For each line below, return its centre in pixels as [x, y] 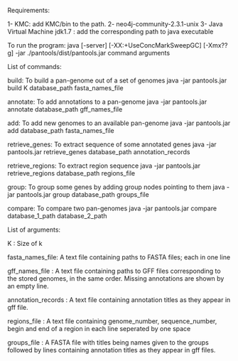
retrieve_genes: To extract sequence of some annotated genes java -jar [112, 144]
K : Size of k [25, 243]
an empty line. [28, 286]
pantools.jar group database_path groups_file [83, 194]
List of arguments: [34, 230]
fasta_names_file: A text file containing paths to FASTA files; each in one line [119, 257]
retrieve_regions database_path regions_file [71, 173]
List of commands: [34, 66]
